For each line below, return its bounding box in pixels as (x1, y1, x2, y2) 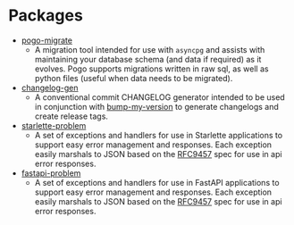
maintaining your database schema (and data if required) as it (34, 54, 262, 64)
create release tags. (34, 111, 109, 121)
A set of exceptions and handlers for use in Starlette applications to (34, 129, 283, 140)
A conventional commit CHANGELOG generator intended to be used (34, 91, 285, 103)
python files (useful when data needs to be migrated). (34, 72, 233, 83)
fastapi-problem (21, 167, 81, 179)
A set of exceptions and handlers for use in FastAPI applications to (34, 177, 280, 187)
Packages (8, 5, 84, 26)
